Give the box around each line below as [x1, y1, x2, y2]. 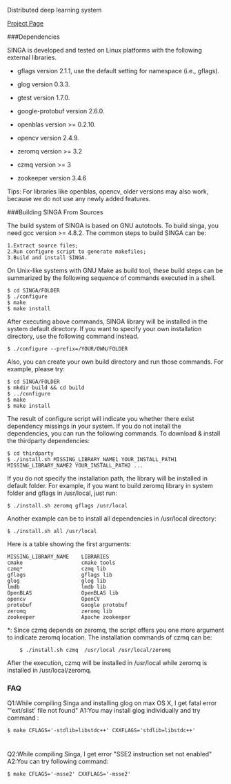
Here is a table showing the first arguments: [7, 540, 132, 548]
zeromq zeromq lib [7, 608, 112, 615]
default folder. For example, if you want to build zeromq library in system [7, 482, 214, 489]
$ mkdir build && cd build [7, 384, 85, 391]
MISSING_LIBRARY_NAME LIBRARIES [7, 553, 110, 560]
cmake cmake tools [7, 559, 116, 566]
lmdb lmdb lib [7, 584, 107, 590]
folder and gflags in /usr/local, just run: [7, 489, 117, 497]
